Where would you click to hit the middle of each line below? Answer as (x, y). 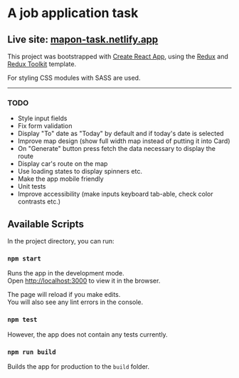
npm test (22, 320)
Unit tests (32, 187)
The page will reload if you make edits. (64, 295)
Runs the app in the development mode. (66, 273)
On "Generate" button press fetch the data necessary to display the (116, 149)
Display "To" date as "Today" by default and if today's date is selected (121, 134)
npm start (24, 259)
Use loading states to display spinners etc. (80, 172)
